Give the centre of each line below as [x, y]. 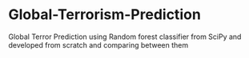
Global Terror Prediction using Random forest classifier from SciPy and [125, 37]
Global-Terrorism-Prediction [105, 15]
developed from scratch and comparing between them [98, 44]
